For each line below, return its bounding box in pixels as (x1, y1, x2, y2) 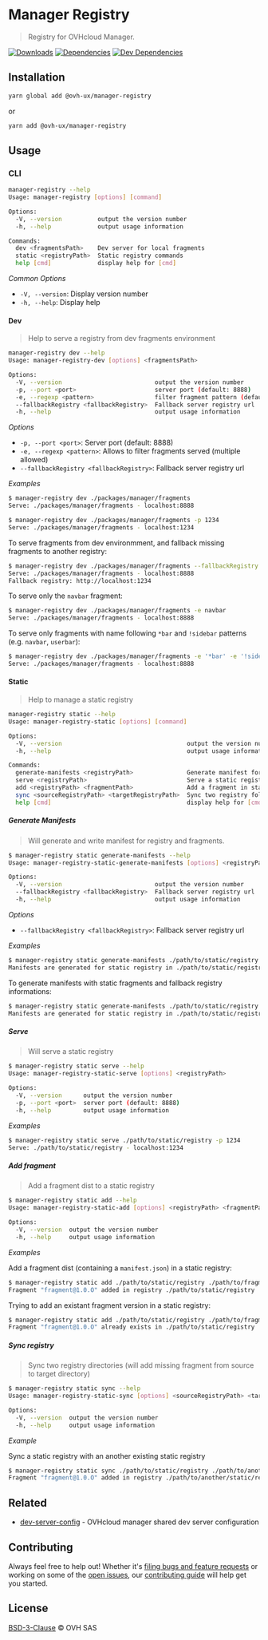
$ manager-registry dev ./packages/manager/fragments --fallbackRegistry (8, 561, 259, 570)
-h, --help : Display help (19, 298, 101, 307)
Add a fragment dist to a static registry (27, 1181, 156, 1190)
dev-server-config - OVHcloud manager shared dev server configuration (19, 1517, 259, 1527)
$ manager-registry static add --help (8, 1196, 137, 1205)
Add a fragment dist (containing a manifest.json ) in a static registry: (8, 1263, 233, 1273)
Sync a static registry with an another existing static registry (8, 1451, 206, 1460)
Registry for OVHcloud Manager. (27, 32, 136, 42)
